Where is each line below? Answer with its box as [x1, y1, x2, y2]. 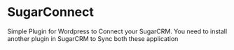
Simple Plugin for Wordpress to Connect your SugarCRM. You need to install [7, 27, 228, 35]
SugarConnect [7, 4, 95, 20]
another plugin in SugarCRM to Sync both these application [7, 34, 179, 42]
